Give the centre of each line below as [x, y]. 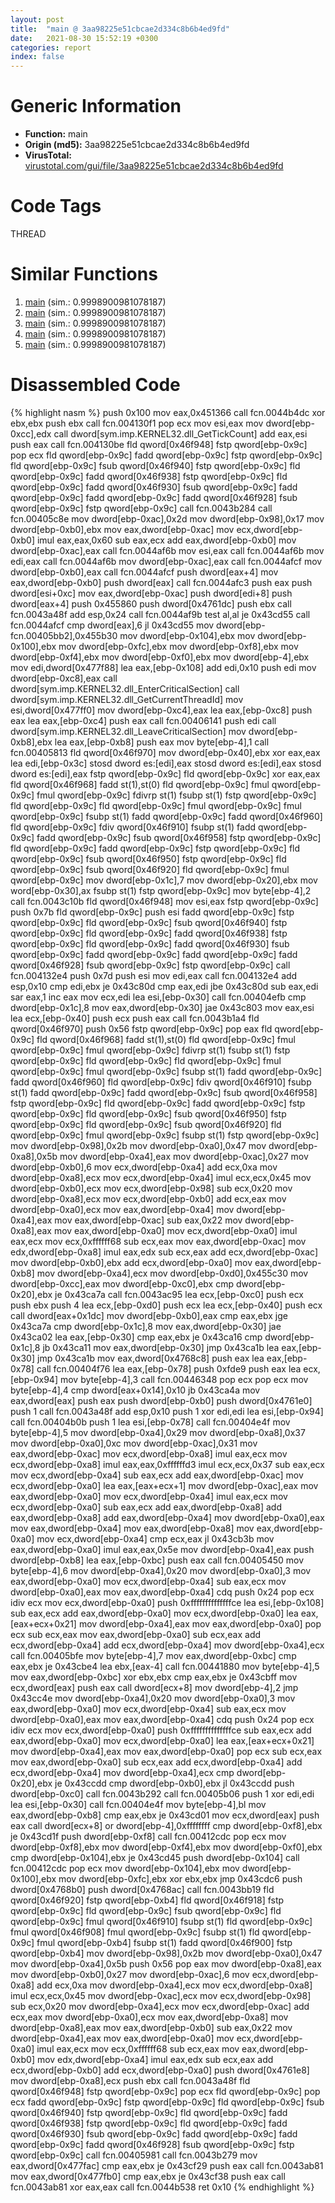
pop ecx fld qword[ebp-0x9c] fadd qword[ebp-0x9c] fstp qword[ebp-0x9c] [166, 455]
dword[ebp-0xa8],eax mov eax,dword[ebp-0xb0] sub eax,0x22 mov [151, 2027]
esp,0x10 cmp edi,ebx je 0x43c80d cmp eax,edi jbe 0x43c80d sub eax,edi [164, 986]
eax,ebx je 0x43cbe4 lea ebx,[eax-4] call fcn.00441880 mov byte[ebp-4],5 [165, 1666]
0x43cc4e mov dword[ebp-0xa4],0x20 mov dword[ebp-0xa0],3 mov [153, 1698]
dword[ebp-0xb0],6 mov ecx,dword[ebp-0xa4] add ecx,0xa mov [144, 1167]
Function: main [56, 134]
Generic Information [96, 106]
